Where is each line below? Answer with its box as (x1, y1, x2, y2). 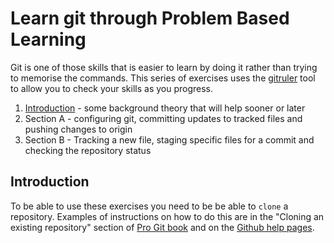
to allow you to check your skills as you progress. (10, 82, 214, 94)
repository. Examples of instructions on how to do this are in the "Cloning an (10, 210, 325, 222)
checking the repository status (24, 144, 152, 156)
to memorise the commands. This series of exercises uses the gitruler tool (10, 72, 316, 84)
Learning (10, 28, 87, 51)
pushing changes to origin (24, 123, 133, 135)
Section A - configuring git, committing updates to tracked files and (24, 112, 303, 124)
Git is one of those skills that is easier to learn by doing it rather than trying (10, 61, 318, 73)
